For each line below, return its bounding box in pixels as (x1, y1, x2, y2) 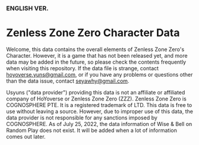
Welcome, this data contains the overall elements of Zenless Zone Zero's (6, 46, 185, 53)
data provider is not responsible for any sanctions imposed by (6, 114, 157, 121)
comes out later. (6, 133, 46, 140)
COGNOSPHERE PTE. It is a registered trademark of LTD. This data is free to (6, 101, 192, 108)
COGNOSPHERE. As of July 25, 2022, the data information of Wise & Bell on (6, 120, 192, 127)
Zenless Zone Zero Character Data (6, 26, 180, 40)
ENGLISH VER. (6, 4, 49, 12)
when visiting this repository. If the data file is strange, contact (6, 64, 159, 72)
